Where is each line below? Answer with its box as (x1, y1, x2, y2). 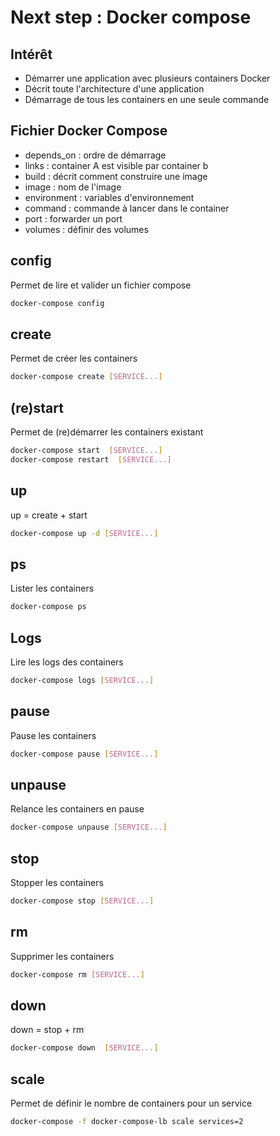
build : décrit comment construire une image (24, 170, 208, 182)
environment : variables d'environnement (24, 191, 195, 203)
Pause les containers (10, 729, 97, 741)
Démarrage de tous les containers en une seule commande (24, 94, 270, 105)
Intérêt (10, 46, 53, 63)
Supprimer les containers (10, 950, 115, 962)
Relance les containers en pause (10, 803, 145, 815)
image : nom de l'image (24, 181, 122, 193)
